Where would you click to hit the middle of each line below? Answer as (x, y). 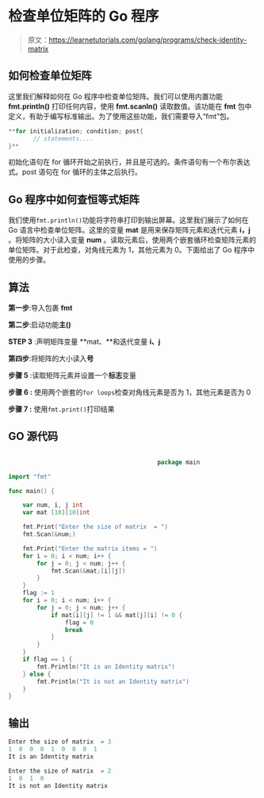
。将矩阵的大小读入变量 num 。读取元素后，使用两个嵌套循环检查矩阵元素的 (132, 240)
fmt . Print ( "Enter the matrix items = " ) (90, 549)
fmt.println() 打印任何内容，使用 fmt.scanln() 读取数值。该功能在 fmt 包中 (130, 106)
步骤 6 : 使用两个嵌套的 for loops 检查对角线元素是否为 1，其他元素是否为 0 (130, 392)
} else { (37, 674)
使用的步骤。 (29, 260)
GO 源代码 (33, 436)
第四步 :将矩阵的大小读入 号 (51, 359)
